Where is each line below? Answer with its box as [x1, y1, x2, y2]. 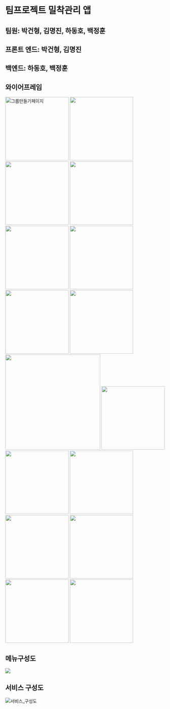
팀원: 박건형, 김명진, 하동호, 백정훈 [5, 26, 106, 35]
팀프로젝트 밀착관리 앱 [5, 5, 91, 16]
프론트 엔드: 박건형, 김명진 [5, 45, 82, 54]
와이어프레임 [5, 83, 42, 91]
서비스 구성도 [5, 684, 44, 692]
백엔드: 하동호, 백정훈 [5, 64, 68, 73]
